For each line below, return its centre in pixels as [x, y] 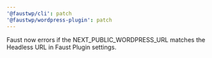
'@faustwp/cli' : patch [39, 13]
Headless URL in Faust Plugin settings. [62, 47]
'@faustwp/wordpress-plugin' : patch [59, 20]
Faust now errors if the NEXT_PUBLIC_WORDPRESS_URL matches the [106, 39]
